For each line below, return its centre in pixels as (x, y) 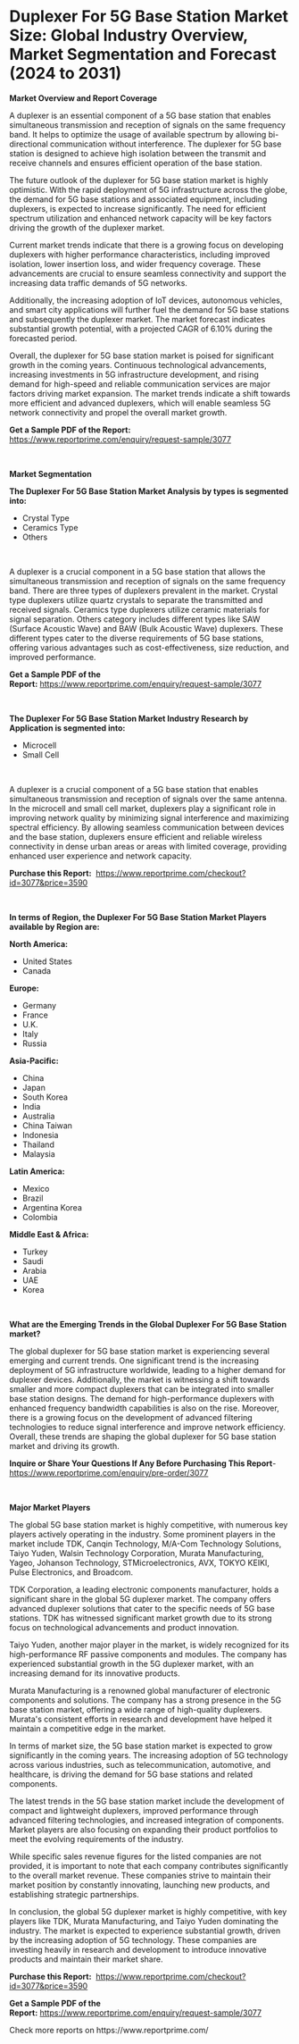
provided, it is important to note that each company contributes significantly (149, 1865)
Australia (38, 1116)
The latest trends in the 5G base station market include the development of (147, 1801)
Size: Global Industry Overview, (129, 35)
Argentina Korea (52, 1207)
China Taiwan (47, 1125)
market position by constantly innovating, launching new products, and (140, 1885)
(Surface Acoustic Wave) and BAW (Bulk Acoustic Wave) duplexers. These (146, 628)
